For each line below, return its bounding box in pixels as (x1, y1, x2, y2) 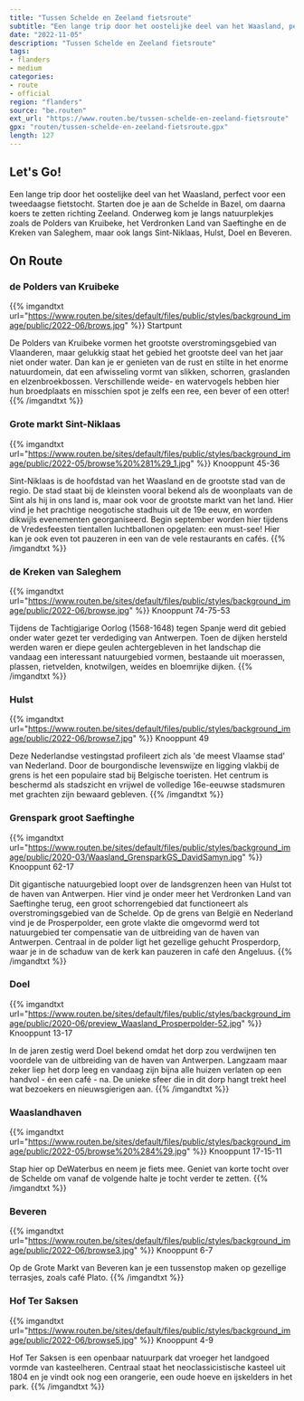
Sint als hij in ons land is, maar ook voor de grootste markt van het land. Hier (9, 494, 294, 505)
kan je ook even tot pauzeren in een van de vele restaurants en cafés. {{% (9, 533, 286, 544)
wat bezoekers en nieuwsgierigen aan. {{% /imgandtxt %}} (9, 1083, 230, 1094)
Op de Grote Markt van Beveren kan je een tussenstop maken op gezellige (9, 1263, 287, 1273)
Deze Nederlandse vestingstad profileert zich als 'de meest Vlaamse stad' (9, 750, 286, 761)
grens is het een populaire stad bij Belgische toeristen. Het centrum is (9, 770, 270, 781)
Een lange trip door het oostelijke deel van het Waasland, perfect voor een (9, 188, 287, 199)
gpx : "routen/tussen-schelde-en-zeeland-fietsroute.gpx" (9, 123, 229, 132)
